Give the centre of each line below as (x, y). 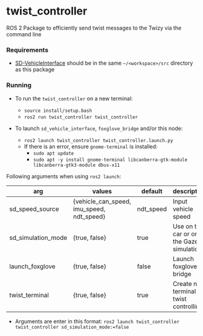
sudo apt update (53, 153)
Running (19, 85)
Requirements (27, 50)
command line (24, 34)
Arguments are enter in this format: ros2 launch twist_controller (97, 321)
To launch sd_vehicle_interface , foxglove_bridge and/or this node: (99, 128)
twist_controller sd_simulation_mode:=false (72, 327)
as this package (35, 69)
